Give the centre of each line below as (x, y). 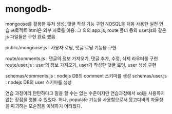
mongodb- (28, 9)
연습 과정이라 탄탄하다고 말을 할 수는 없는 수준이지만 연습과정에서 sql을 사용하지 (85, 93)
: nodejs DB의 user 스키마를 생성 (39, 82)
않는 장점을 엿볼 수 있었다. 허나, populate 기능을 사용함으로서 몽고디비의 (78, 99)
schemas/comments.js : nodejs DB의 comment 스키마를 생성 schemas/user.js (86, 75)
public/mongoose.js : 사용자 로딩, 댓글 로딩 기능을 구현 (61, 47)
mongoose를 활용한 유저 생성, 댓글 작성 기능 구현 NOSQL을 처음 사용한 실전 (82, 24)
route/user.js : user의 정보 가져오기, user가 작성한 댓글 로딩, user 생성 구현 (81, 65)
